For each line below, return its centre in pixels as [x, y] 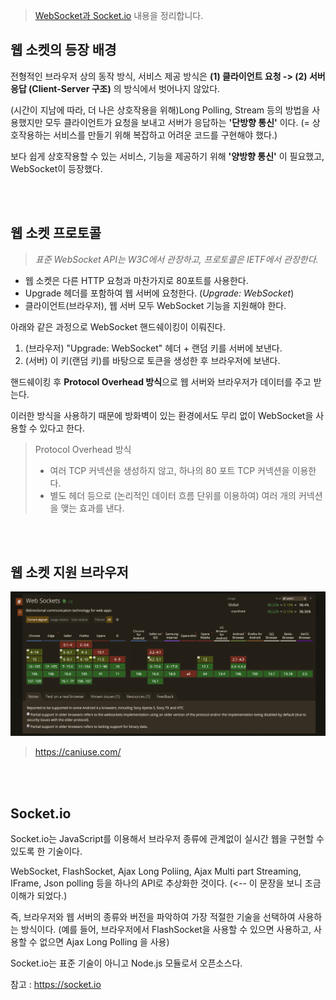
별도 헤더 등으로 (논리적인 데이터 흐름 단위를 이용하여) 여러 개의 [173, 495]
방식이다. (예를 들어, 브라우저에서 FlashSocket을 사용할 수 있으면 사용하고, [166, 930]
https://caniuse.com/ [78, 752]
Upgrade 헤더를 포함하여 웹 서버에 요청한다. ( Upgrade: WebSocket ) [159, 293]
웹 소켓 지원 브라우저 [69, 572]
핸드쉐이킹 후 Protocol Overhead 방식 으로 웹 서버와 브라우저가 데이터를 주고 [161, 381]
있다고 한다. [62, 428]
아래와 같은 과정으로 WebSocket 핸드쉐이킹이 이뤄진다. [118, 326]
